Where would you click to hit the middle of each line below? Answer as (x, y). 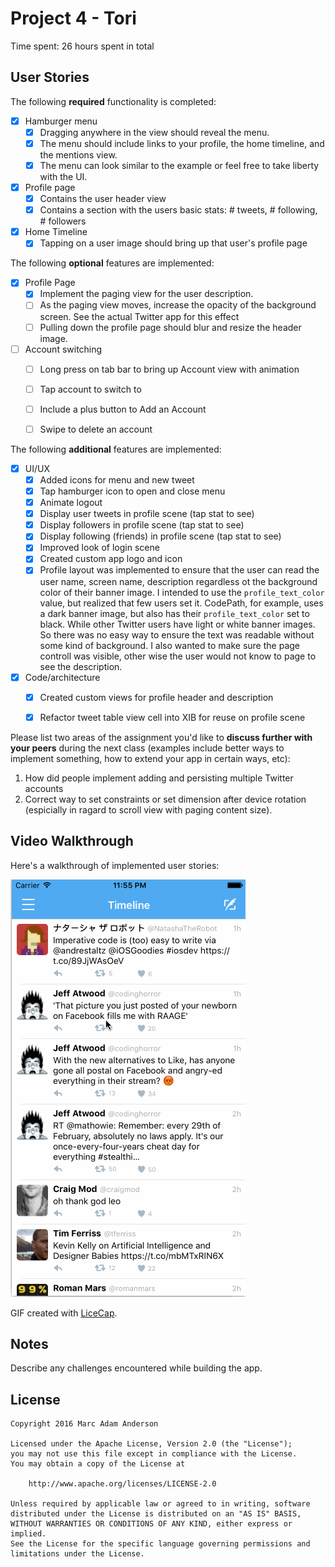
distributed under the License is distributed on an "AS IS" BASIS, (156, 1514)
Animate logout (71, 503)
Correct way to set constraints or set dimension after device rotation (165, 799)
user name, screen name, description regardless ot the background (178, 581)
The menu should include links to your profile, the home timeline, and (182, 143)
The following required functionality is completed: (113, 101)
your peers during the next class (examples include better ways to (147, 748)
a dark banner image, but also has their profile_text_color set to (174, 613)
